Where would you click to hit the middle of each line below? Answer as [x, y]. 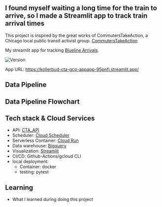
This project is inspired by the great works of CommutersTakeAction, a [77, 35]
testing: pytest [34, 172]
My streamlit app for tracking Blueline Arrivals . [52, 50]
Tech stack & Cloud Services [50, 118]
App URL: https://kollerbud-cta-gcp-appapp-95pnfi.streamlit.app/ [72, 69]
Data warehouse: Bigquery [39, 146]
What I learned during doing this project [53, 200]
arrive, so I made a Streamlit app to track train [76, 16]
